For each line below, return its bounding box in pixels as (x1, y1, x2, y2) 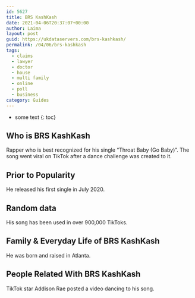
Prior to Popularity (6, 170, 76, 180)
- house (11, 70, 31, 76)
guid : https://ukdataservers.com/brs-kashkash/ (6, 36, 127, 42)
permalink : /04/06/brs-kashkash (6, 42, 86, 48)
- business (11, 92, 39, 98)
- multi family (11, 75, 49, 81)
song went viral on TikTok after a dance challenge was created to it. (6, 153, 172, 160)
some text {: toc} (14, 114, 56, 121)
